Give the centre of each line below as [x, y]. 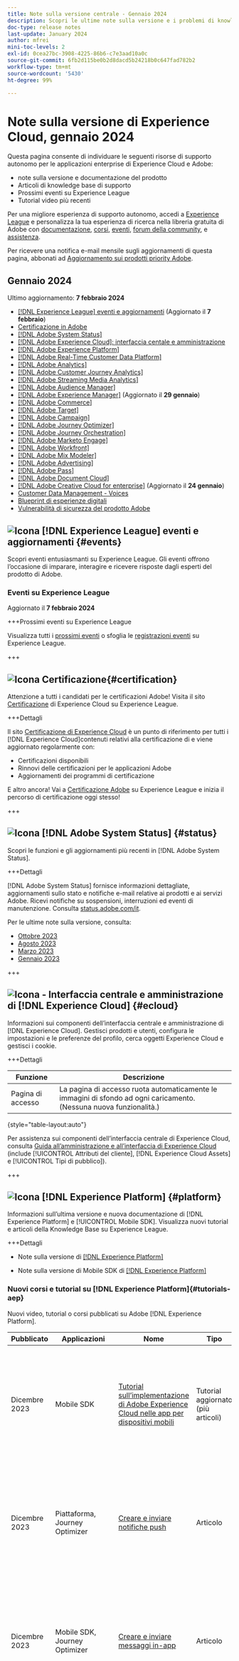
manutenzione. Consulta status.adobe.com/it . [74, 908]
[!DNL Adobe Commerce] [55, 402]
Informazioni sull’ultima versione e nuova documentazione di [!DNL [106, 1214]
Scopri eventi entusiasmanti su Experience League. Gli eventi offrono [108, 559]
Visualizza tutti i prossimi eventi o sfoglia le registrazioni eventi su [103, 636]
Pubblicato [30, 1338]
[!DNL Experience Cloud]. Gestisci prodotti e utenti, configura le [101, 1030]
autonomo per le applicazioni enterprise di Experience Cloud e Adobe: [110, 164]
